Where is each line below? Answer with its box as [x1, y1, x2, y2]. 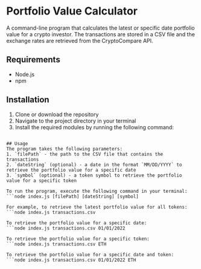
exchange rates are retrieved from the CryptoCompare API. [6, 37, 153, 44]
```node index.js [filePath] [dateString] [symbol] [6, 193, 139, 199]
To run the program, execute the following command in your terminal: [6, 188, 188, 194]
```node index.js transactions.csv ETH [6, 241, 107, 247]
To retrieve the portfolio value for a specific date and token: [6, 251, 174, 258]
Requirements [6, 54, 60, 65]
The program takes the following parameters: [6, 146, 123, 152]
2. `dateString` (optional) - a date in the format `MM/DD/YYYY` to [6, 161, 182, 167]
